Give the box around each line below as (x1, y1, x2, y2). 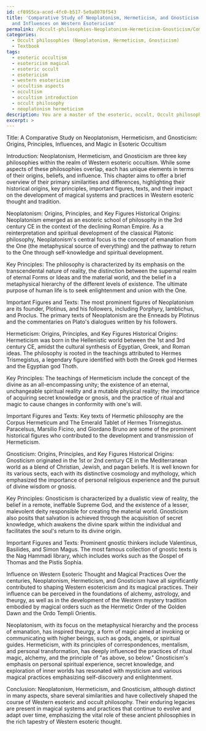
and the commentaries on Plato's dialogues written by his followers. (6, 318, 178, 325)
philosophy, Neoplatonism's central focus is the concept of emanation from (6, 236, 197, 243)
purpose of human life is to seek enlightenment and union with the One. (6, 287, 187, 294)
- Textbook (12, 44, 40, 50)
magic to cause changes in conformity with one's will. (6, 401, 142, 408)
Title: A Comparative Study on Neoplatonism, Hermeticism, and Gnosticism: (6, 134, 197, 142)
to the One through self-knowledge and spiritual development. (6, 249, 164, 256)
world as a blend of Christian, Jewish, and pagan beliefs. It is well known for (6, 463, 199, 471)
